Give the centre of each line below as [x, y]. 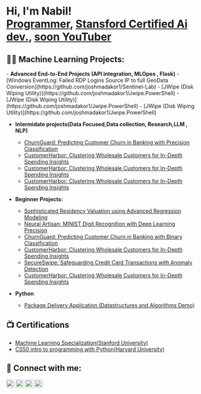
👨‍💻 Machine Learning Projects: [65, 59]
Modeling [36, 217]
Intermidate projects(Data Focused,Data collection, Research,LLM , [101, 124]
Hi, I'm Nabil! [39, 11]
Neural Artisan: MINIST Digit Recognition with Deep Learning [100, 224]
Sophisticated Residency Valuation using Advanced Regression [103, 211]
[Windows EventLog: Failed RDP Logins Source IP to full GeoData [87, 80]
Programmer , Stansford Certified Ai [97, 24]
